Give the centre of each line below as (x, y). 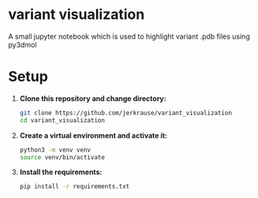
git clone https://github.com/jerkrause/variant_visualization (126, 113)
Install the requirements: (61, 172)
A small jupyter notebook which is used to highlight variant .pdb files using (129, 36)
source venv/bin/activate (62, 157)
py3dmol (22, 44)
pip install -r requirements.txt (75, 187)
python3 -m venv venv (55, 150)
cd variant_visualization (62, 120)
